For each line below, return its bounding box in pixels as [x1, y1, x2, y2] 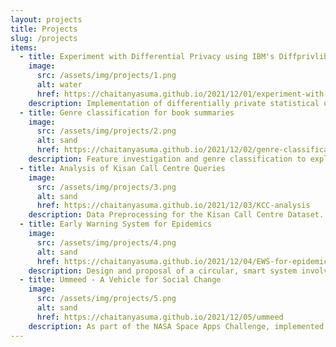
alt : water [36, 80, 83, 90]
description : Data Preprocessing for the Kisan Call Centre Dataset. [28, 210, 325, 220]
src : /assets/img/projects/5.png [36, 294, 177, 304]
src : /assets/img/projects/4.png [36, 237, 177, 248]
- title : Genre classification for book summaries [19, 107, 235, 118]
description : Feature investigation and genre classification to [28, 154, 307, 164]
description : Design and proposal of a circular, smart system [28, 266, 298, 276]
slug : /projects [10, 33, 78, 43]
